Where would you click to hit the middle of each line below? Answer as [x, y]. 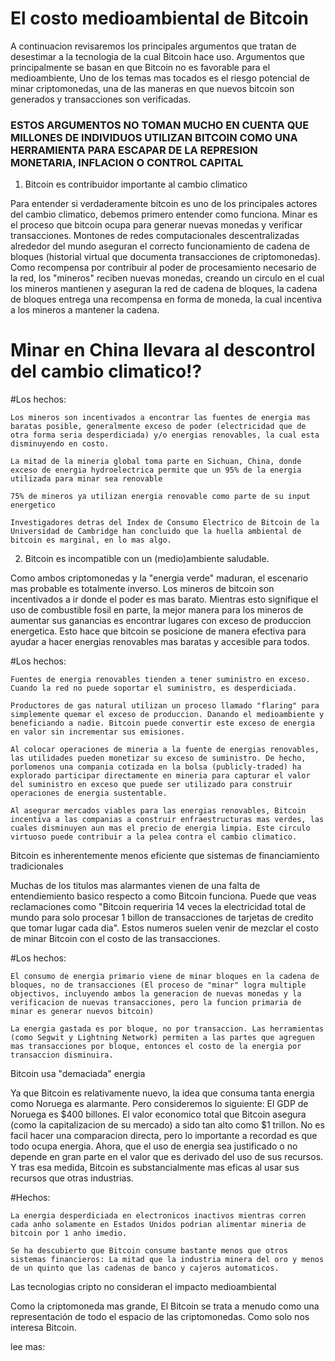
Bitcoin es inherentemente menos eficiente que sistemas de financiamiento [165, 856]
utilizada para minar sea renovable [86, 479]
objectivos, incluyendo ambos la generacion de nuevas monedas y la [156, 994]
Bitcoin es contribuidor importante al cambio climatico [136, 184]
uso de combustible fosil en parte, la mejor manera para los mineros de [157, 610]
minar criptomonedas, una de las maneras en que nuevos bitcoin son [152, 88]
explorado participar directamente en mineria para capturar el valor [160, 776]
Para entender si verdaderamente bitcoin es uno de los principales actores [164, 204]
